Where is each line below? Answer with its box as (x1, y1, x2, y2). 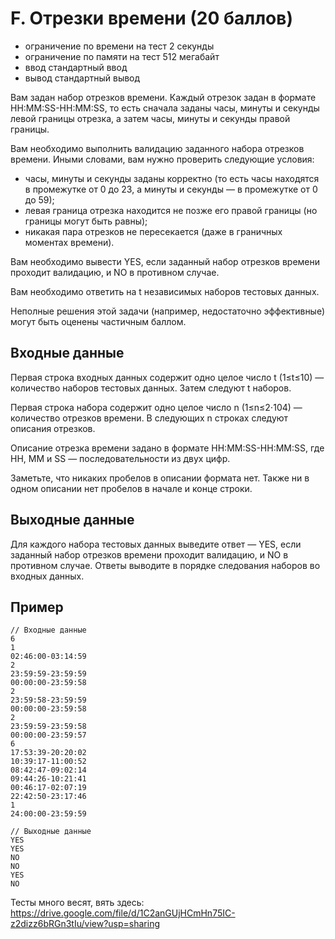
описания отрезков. (10, 422, 96, 434)
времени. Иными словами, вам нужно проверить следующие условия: (10, 153, 315, 165)
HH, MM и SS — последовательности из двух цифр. (10, 452, 231, 464)
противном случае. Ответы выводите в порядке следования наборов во (10, 559, 321, 571)
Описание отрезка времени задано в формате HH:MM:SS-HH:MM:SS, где (10, 442, 325, 454)
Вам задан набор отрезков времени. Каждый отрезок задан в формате (10, 91, 317, 103)
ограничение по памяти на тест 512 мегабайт (24, 50, 220, 62)
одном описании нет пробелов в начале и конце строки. (10, 482, 253, 494)
